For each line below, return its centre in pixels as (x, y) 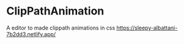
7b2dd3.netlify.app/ (31, 34)
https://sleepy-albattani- (147, 28)
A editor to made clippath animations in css (61, 28)
